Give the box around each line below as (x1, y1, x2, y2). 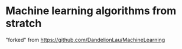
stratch (5, 17, 42, 30)
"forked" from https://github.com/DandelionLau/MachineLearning (5, 36, 165, 43)
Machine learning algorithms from (5, 4, 177, 18)
